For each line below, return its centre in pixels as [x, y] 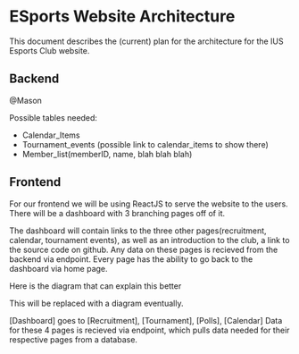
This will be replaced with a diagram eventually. [96, 303]
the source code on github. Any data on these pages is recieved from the [144, 249]
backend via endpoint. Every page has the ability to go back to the [131, 259]
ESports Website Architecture [122, 17]
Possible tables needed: [54, 117]
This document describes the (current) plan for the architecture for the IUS [146, 41]
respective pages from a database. [74, 339]
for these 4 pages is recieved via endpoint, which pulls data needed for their [149, 330]
